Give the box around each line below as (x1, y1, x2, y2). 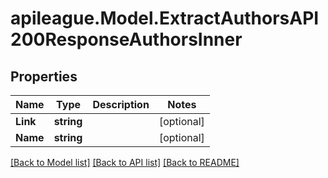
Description (92, 98, 150, 111)
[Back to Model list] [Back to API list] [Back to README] (10, 157, 240, 168)
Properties (10, 68, 78, 85)
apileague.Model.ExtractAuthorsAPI (10, 7, 320, 30)
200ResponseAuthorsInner (10, 28, 243, 51)
